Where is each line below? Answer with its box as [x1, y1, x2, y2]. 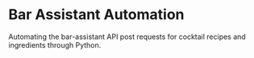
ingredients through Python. [8, 40, 102, 49]
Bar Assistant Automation [8, 6, 185, 24]
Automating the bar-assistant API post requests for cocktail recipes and [8, 32, 246, 41]
